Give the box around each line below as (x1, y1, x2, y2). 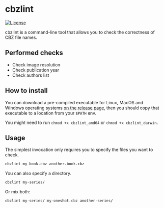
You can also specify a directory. (5, 171, 72, 177)
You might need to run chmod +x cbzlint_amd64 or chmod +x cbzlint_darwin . (5, 119, 158, 125)
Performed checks (5, 49, 63, 57)
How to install (5, 87, 48, 95)
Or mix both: (5, 189, 30, 195)
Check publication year (12, 67, 59, 73)
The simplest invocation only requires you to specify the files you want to (5, 147, 153, 153)
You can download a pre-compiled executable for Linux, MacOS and (5, 99, 143, 105)
